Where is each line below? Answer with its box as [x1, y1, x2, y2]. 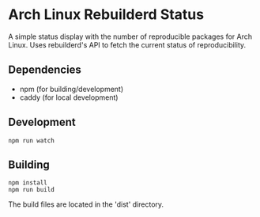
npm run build [8, 186, 55, 194]
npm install [8, 179, 47, 187]
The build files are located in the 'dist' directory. [8, 200, 164, 209]
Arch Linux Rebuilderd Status [8, 6, 204, 24]
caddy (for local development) [19, 93, 119, 102]
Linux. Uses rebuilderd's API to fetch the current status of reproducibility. [8, 40, 247, 49]
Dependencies [8, 63, 81, 77]
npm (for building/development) [19, 84, 124, 93]
